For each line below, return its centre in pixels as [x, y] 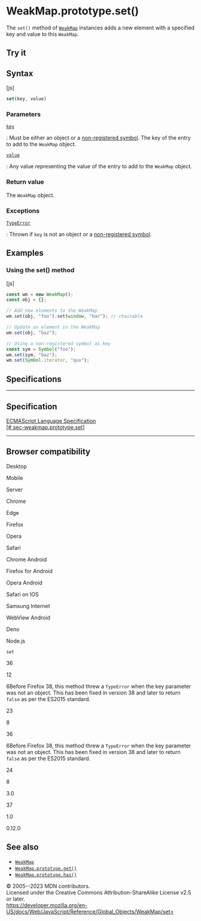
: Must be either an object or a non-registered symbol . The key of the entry [99, 138]
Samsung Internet [28, 606]
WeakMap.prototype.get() [46, 868]
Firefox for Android [29, 571]
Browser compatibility [48, 452]
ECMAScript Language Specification [51, 421]
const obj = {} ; [26, 300]
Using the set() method [40, 270]
